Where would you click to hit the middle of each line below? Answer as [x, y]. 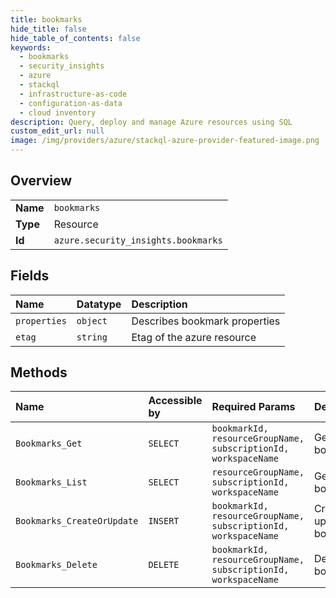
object [92, 320]
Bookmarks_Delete [56, 565]
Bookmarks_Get [49, 444]
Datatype [99, 304]
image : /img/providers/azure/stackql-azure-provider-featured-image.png [165, 141]
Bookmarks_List [51, 482]
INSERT [164, 521]
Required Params [253, 407]
